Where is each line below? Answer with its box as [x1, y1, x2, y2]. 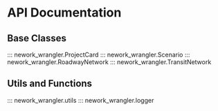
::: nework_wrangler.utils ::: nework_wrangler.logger [7, 96, 154, 104]
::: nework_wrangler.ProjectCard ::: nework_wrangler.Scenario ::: [7, 50, 190, 59]
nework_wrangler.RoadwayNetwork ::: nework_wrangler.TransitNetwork [7, 58, 212, 66]
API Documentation [7, 5, 122, 21]
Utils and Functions [7, 78, 92, 90]
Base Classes [7, 32, 67, 44]
